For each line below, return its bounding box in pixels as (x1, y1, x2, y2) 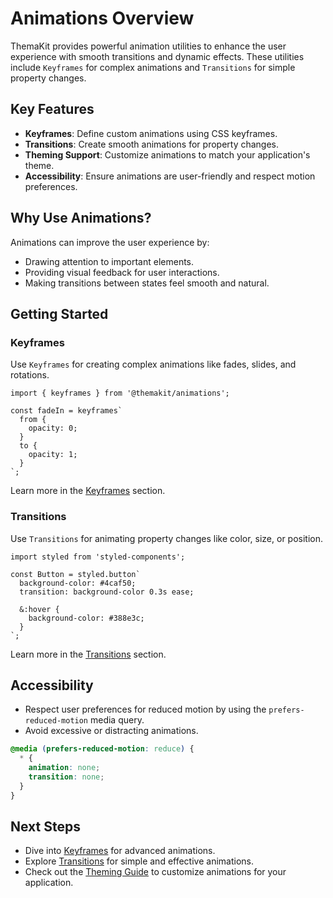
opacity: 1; (28, 450, 78, 460)
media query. (89, 714, 145, 726)
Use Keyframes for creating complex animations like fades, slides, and (10, 358, 297, 371)
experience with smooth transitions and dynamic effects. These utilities (10, 50, 305, 62)
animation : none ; (28, 763, 101, 773)
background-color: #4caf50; (19, 578, 137, 588)
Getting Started (10, 305, 109, 322)
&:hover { (19, 604, 60, 614)
